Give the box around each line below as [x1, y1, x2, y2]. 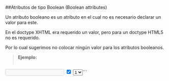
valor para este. [5, 20, 38, 25]
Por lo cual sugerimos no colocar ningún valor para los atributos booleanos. [5, 45, 164, 50]
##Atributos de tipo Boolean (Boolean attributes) [5, 5, 107, 10]
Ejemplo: [17, 54, 37, 60]
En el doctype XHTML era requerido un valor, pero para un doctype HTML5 [5, 29, 164, 35]
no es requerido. [5, 35, 40, 40]
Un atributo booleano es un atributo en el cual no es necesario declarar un [5, 14, 161, 20]
